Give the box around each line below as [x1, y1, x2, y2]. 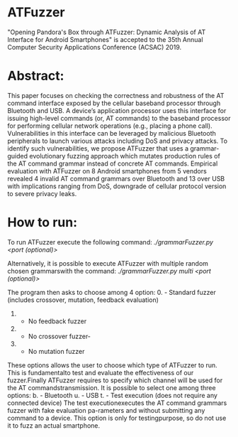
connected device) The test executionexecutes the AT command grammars [7, 399, 227, 407]
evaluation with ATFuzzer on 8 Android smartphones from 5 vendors [7, 166, 207, 175]
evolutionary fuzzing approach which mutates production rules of [29, 151, 221, 160]
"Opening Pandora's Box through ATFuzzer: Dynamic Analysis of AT [7, 28, 206, 36]
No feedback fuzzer [28, 317, 87, 325]
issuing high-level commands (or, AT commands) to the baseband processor [7, 114, 231, 122]
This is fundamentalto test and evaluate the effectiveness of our [7, 368, 194, 377]
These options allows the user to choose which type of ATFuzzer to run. [7, 360, 217, 369]
